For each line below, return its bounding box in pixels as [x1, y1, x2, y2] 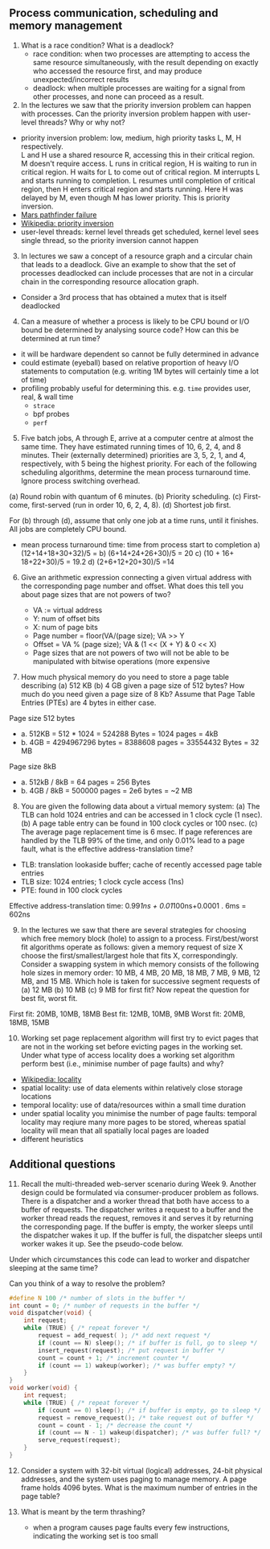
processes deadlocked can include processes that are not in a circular [20, 268, 254, 278]
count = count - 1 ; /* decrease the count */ [38, 1421, 194, 1429]
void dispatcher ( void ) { [9, 1309, 92, 1317]
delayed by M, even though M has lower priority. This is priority [20, 192, 231, 202]
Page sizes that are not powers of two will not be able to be [32, 648, 230, 657]
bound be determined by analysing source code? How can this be [20, 325, 239, 335]
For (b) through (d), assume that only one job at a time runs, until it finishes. [9, 515, 260, 525]
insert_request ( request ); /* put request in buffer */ [38, 1346, 226, 1354]
